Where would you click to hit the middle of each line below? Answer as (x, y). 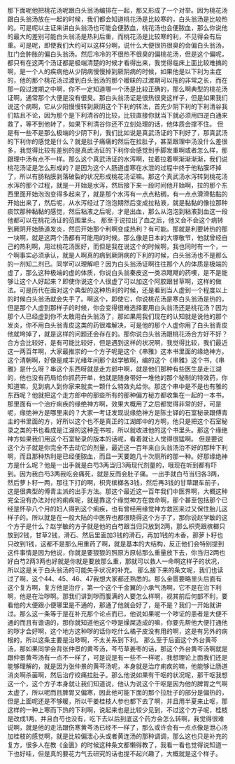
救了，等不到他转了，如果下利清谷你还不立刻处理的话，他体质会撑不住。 (111, 124)
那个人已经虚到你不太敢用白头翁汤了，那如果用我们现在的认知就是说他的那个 (117, 316)
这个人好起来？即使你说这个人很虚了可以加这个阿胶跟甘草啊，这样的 (117, 281)
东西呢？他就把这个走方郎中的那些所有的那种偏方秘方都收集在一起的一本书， (117, 395)
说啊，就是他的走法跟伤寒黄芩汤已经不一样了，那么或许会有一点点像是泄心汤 (117, 727)
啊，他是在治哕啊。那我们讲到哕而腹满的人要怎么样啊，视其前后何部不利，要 (117, 596)
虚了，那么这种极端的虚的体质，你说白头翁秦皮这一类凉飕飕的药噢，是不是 (114, 273)
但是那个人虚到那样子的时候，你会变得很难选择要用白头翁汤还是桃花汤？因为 (117, 307)
